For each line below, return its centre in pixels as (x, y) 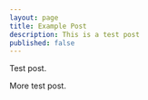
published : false (42, 43)
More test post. (38, 86)
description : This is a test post (75, 34)
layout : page (34, 18)
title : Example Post (49, 26)
